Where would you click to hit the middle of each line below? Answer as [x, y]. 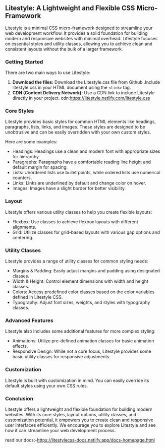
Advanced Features [29, 320]
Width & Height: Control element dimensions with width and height [80, 281]
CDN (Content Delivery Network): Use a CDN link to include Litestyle [83, 93]
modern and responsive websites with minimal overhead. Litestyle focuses [81, 38]
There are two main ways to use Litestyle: [48, 73]
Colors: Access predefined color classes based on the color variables [83, 292]
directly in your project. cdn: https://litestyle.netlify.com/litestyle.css [81, 98]
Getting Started [24, 62]
